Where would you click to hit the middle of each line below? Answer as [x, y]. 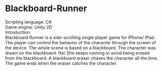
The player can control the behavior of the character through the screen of [81, 42]
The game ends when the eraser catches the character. [61, 63]
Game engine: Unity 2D [29, 27]
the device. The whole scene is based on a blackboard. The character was [81, 48]
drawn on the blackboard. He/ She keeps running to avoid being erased [77, 53]
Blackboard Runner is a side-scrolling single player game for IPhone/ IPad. [80, 37]
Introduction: [18, 32]
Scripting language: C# [28, 22]
